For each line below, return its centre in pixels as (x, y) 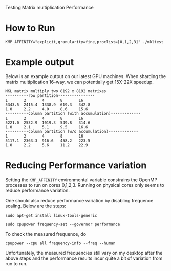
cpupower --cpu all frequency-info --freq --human (60, 243)
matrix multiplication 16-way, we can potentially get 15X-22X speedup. (79, 82)
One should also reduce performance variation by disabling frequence (79, 200)
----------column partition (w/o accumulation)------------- (72, 131)
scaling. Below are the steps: (36, 206)
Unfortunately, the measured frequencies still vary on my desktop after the (84, 253)
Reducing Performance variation (76, 166)
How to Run (30, 28)
